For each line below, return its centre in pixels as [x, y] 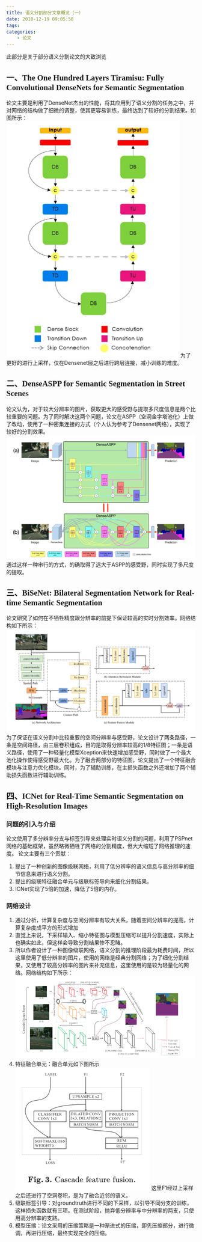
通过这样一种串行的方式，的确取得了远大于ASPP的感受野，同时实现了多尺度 [100, 564]
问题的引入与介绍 [31, 824]
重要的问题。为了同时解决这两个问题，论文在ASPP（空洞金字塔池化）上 [100, 416]
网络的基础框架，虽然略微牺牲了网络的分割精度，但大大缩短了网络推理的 [96, 846]
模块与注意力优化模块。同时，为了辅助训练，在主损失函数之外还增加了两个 [98, 768]
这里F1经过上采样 [172, 1188]
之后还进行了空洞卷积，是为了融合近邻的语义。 [73, 1195]
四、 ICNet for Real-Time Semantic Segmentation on [95, 796]
